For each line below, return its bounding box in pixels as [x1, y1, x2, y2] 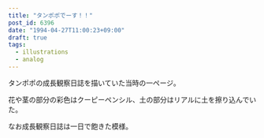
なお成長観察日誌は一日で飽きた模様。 [8, 121, 132, 131]
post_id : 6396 [8, 19, 55, 27]
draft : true [8, 33, 47, 42]
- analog [15, 56, 44, 64]
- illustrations [15, 48, 69, 56]
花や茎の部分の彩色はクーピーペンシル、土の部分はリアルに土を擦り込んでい [8, 95, 257, 104]
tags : [8, 41, 26, 49]
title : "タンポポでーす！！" [8, 11, 93, 20]
